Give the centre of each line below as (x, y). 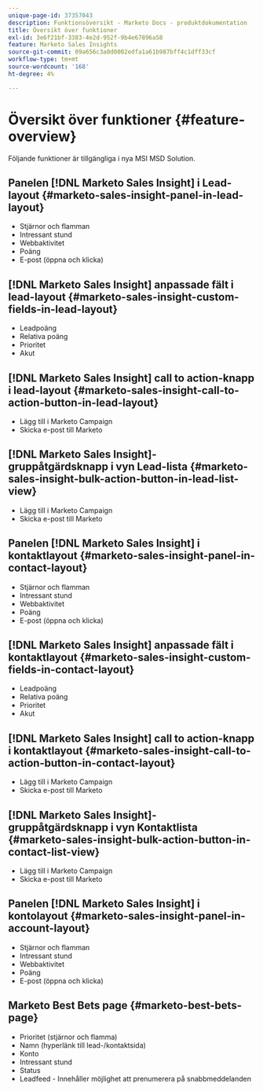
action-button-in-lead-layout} (84, 402)
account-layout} (49, 929)
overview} (42, 136)
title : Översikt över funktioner (63, 30)
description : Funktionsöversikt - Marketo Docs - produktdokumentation (128, 23)
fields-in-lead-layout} (63, 309)
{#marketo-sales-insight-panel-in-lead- (142, 195)
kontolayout (38, 916)
